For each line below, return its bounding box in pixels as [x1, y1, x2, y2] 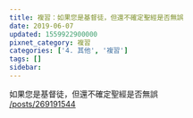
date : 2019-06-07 [9, 21, 74, 30]
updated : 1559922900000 [9, 29, 98, 38]
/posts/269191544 [9, 98, 76, 109]
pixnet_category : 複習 [9, 38, 91, 47]
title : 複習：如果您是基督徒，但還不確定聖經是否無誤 [9, 13, 184, 22]
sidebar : [9, 63, 42, 72]
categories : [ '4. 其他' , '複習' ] [9, 46, 129, 55]
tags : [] [9, 55, 42, 63]
